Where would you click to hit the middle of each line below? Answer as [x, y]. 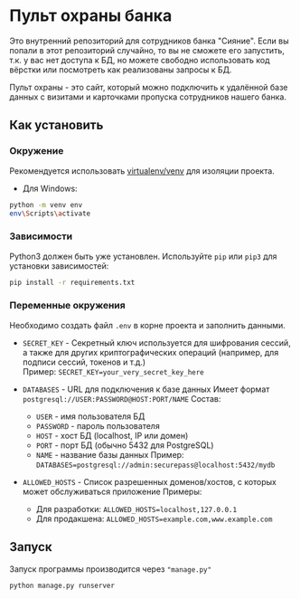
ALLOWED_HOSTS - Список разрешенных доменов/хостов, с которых [150, 481]
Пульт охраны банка [91, 16]
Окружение [37, 151]
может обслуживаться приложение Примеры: [112, 491]
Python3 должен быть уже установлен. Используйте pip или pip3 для [143, 256]
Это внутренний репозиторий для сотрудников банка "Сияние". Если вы [149, 41]
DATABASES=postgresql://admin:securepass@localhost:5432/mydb [155, 465]
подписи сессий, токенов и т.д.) [84, 362]
